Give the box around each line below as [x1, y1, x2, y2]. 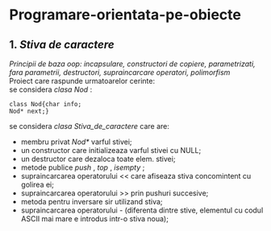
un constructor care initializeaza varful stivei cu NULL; [20, 146, 202, 155]
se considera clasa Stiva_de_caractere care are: [9, 122, 170, 130]
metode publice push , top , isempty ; [20, 163, 145, 172]
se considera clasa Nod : [9, 85, 93, 94]
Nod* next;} [9, 107, 49, 115]
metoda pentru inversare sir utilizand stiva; [20, 197, 164, 206]
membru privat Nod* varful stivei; [20, 137, 132, 146]
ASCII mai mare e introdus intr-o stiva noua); [20, 214, 169, 223]
